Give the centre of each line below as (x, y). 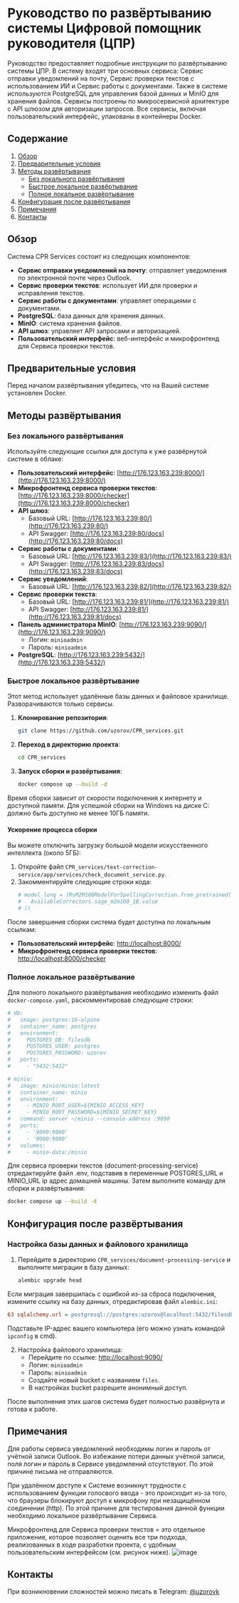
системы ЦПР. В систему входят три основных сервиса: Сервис (105, 71)
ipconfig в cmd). (32, 1335)
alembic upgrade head (49, 1280)
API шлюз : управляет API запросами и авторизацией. (99, 330)
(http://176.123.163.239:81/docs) (75, 617)
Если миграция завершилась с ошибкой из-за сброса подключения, (112, 1294)
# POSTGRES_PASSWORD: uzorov (57, 1053)
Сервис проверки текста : (57, 595)
